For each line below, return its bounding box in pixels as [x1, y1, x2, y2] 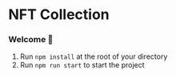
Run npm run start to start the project [19, 60, 146, 70]
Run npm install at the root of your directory [19, 52, 168, 61]
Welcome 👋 [8, 34, 54, 45]
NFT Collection [8, 6, 110, 24]
